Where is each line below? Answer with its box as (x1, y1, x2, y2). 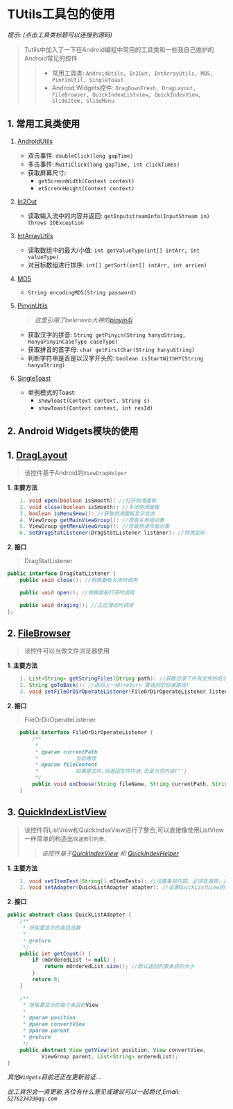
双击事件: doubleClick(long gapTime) (27, 151, 134, 160)
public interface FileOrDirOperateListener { (19, 729, 154, 736)
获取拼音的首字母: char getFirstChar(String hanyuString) (27, 345, 196, 353)
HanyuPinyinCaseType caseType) (27, 338, 119, 345)
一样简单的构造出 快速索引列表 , (24, 834, 106, 842)
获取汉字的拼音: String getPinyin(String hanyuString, (27, 331, 186, 339)
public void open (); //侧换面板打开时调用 (19, 589, 135, 596)
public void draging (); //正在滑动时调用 (19, 601, 134, 608)
